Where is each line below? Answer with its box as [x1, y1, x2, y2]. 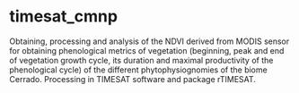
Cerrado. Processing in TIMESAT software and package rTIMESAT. [9, 73, 256, 84]
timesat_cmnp [9, 6, 119, 27]
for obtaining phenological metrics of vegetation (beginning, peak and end [9, 45, 285, 55]
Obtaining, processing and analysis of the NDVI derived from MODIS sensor [9, 36, 290, 46]
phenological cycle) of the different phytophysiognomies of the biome [9, 64, 268, 75]
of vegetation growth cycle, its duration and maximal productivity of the [9, 55, 274, 65]
